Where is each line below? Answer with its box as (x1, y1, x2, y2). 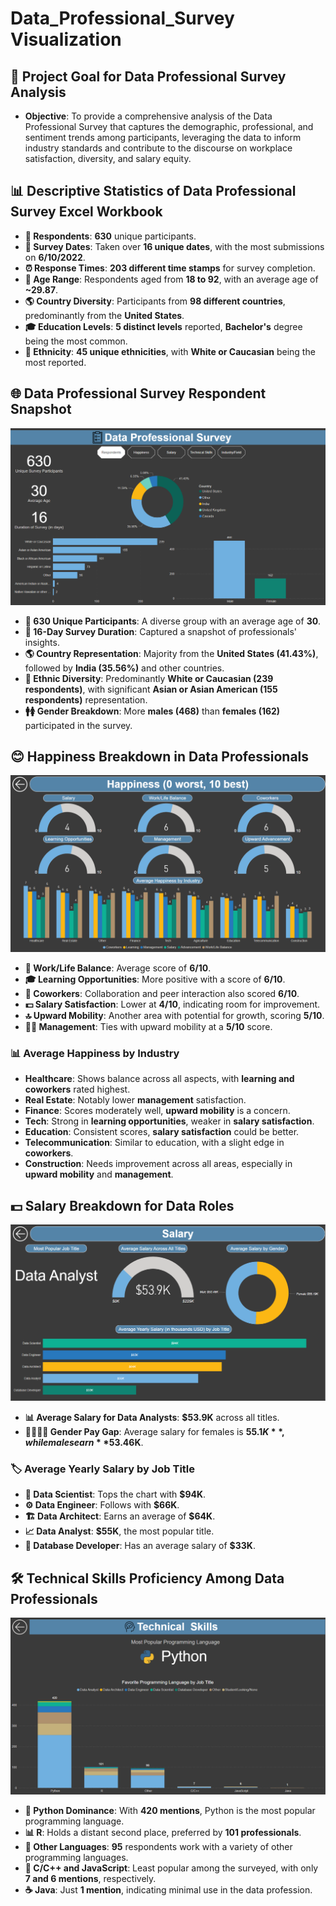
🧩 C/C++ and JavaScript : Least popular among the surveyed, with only (24, 1862, 319, 1874)
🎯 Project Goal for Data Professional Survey (10, 68, 287, 85)
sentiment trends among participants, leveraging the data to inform (24, 132, 302, 143)
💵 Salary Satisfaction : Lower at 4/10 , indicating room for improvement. (24, 998, 321, 1010)
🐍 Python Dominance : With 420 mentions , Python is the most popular (24, 1804, 316, 1816)
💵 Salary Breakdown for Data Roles (10, 1197, 235, 1214)
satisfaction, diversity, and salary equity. (24, 153, 192, 164)
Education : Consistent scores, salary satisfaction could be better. (24, 1126, 300, 1138)
